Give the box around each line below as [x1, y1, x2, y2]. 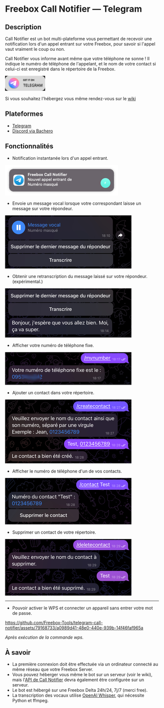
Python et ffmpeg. [12, 698, 49, 704]
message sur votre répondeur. [12, 205, 73, 211]
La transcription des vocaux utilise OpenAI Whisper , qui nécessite [12, 692, 144, 698]
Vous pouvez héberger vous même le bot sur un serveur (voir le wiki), [12, 672, 153, 678]
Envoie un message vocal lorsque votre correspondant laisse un [12, 200, 142, 206]
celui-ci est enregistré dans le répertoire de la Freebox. [5, 66, 116, 72]
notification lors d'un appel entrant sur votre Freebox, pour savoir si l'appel [5, 41, 155, 47]
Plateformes [5, 110, 43, 118]
